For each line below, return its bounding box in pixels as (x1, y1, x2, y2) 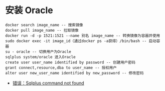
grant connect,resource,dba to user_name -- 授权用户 (5, 65, 117, 70)
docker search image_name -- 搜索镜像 (5, 22, 84, 28)
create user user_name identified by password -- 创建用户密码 (5, 60, 135, 65)
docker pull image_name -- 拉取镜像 (5, 28, 79, 33)
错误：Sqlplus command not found (12, 80, 84, 86)
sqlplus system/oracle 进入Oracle (5, 54, 76, 59)
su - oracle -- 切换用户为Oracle (5, 49, 71, 54)
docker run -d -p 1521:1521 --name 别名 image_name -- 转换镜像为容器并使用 (5, 33, 160, 38)
